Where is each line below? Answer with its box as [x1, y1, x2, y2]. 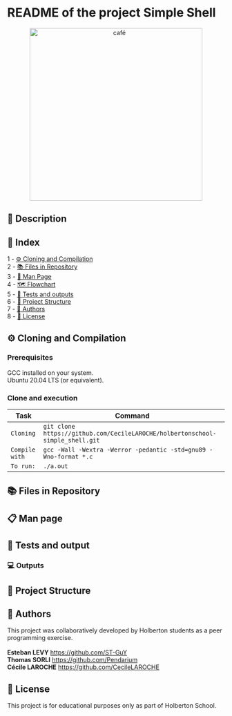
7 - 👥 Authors [7, 305, 46, 313]
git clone [43, 423, 76, 431]
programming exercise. [7, 634, 73, 642]
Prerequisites [7, 353, 53, 362]
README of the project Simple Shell [7, 5, 216, 21]
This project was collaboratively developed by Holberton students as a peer [7, 626, 222, 635]
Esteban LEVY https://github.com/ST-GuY [7, 648, 128, 657]
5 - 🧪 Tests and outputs [7, 290, 74, 298]
